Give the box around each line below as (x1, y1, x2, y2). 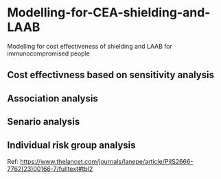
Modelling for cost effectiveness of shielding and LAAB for (7, 42, 173, 50)
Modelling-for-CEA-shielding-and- (7, 5, 211, 21)
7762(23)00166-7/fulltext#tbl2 (7, 165, 93, 173)
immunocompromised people (7, 49, 91, 58)
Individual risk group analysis (7, 139, 136, 151)
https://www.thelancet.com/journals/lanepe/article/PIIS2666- (20, 157, 194, 165)
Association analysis (7, 93, 98, 104)
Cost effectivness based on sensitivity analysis (7, 69, 215, 81)
